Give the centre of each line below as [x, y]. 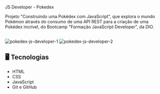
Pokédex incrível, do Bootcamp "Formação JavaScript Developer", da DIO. [80, 27]
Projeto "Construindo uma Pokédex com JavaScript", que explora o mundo [80, 16]
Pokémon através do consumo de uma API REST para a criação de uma [77, 22]
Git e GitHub [24, 87]
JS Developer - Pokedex [30, 7]
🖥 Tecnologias [27, 57]
